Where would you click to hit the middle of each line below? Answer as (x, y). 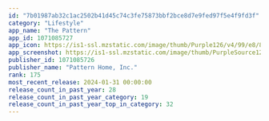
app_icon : (25, 45)
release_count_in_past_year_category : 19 (78, 97)
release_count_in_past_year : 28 (62, 90)
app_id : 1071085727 (41, 38)
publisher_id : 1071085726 (51, 60)
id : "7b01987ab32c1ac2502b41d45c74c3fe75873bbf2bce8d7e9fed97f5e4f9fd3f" (134, 16)
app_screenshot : (35, 53)
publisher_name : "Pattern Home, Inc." (73, 68)
